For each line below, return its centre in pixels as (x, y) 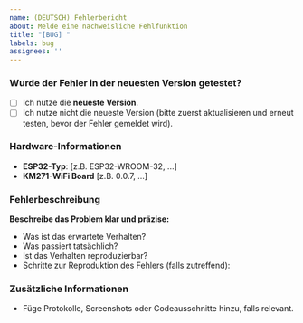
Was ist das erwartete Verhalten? (84, 237)
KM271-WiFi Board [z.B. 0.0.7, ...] (85, 176)
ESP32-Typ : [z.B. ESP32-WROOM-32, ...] (100, 166)
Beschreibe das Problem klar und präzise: (90, 219)
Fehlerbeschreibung (55, 199)
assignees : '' (36, 52)
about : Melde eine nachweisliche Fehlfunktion (99, 26)
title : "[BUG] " (40, 34)
